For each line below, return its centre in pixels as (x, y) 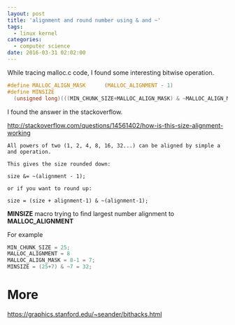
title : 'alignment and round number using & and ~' (84, 20)
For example (25, 234)
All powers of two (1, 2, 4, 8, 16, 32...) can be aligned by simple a (114, 145)
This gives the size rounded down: (59, 164)
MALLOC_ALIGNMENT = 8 (39, 254)
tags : (15, 27)
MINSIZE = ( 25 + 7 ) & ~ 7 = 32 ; (50, 267)
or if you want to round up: (50, 188)
